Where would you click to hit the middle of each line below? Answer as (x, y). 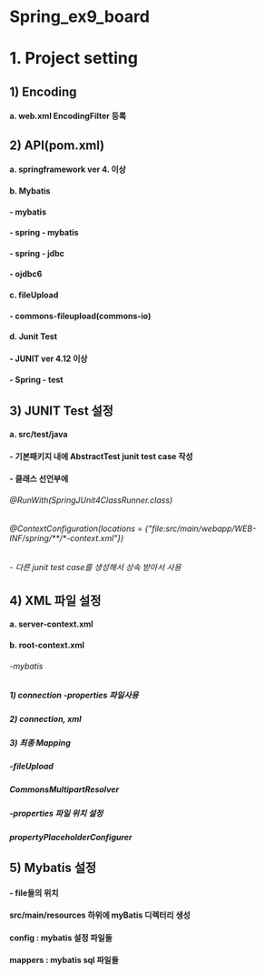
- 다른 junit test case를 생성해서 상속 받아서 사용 (95, 567)
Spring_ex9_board (79, 17)
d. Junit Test (33, 336)
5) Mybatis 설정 (53, 867)
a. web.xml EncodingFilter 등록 (68, 116)
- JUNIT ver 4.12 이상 (49, 358)
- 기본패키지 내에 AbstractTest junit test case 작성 (101, 456)
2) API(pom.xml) (57, 145)
